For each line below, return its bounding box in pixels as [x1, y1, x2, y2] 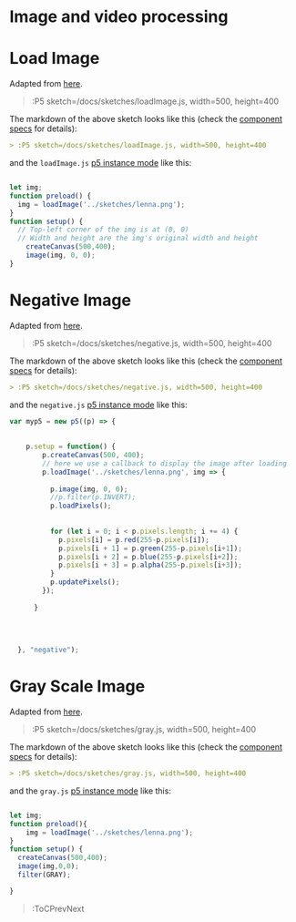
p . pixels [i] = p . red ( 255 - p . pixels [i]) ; [57, 535, 209, 544]
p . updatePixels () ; [49, 578, 120, 587]
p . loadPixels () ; [49, 501, 112, 511]
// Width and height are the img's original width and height [17, 234, 259, 243]
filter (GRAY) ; [17, 870, 71, 879]
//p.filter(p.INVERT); [49, 493, 137, 502]
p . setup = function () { [26, 442, 117, 452]
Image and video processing [9, 6, 229, 27]
